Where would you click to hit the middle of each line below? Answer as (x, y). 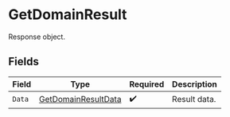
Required (147, 84)
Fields (24, 62)
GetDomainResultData (80, 99)
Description (195, 84)
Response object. (37, 37)
